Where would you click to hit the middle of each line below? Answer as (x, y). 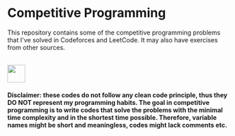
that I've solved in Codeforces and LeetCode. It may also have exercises (113, 39)
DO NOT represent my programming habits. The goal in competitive (109, 102)
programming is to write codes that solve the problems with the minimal (115, 110)
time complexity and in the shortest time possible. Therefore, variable (112, 117)
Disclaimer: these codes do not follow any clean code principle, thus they (117, 95)
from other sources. (36, 47)
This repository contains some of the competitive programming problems (114, 32)
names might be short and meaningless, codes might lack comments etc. (117, 125)
